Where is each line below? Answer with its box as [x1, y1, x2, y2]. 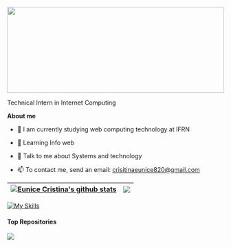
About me [7, 112, 36, 120]
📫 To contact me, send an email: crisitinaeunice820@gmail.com [16, 166, 201, 173]
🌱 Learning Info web [16, 138, 75, 147]
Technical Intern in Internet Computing [7, 98, 116, 107]
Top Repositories [7, 217, 57, 226]
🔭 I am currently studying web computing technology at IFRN [16, 125, 190, 133]
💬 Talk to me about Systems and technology [16, 152, 142, 160]
